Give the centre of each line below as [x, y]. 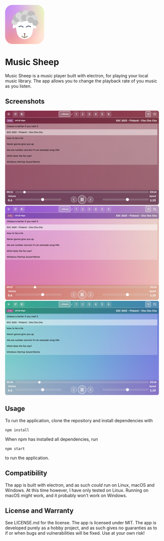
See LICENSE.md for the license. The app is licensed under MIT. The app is [81, 522]
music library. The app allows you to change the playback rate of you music [81, 81]
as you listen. [18, 86]
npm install [17, 430]
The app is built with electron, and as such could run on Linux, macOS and [80, 485]
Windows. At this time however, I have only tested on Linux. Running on [77, 490]
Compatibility [26, 473]
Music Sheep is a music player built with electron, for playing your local [77, 75]
